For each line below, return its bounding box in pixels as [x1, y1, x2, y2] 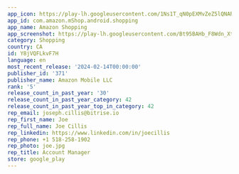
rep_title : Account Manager [7, 149, 91, 156]
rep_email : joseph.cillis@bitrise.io [7, 109, 119, 116]
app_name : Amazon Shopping [7, 23, 87, 31]
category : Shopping [7, 37, 65, 44]
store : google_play [7, 156, 65, 163]
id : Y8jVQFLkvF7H [7, 50, 59, 58]
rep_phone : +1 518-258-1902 [7, 136, 91, 143]
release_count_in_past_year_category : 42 [7, 97, 132, 104]
